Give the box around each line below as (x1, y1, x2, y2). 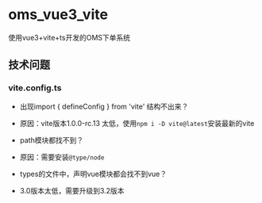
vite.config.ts (8, 82, 62, 94)
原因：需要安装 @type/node (19, 152, 105, 162)
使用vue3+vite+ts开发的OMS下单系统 (8, 33, 131, 42)
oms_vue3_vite (8, 6, 109, 24)
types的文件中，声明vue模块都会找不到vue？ (19, 169, 168, 178)
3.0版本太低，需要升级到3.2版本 (19, 186, 125, 195)
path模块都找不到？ (19, 135, 84, 144)
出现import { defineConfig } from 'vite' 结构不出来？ (19, 101, 189, 111)
